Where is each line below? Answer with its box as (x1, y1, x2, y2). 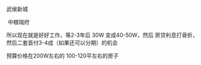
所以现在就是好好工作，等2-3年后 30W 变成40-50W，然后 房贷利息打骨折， (6, 31, 198, 39)
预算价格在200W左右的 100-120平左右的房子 (6, 52, 119, 59)
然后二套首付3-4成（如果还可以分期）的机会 (6, 39, 118, 46)
